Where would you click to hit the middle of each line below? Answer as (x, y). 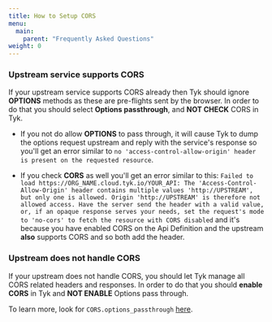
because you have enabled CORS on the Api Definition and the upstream (142, 228)
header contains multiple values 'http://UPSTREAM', (162, 191)
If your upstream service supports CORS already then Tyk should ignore (129, 92)
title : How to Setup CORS (52, 16)
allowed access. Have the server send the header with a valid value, (142, 205)
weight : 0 (25, 46)
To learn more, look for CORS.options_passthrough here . (101, 309)
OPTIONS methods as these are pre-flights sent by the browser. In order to (134, 101)
